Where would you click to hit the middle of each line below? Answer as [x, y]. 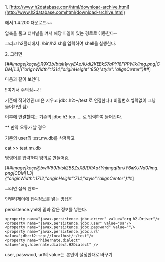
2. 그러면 [14, 54]
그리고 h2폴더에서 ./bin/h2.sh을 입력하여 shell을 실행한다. [61, 43]
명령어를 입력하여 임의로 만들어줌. [37, 158]
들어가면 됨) [16, 106]
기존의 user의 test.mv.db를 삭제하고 [40, 138]
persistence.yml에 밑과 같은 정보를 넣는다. [46, 209]
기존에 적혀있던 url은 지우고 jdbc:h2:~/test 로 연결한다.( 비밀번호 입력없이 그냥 [81, 100]
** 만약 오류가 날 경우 [26, 127]
